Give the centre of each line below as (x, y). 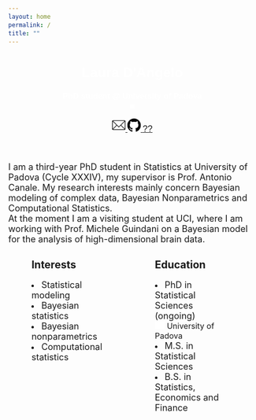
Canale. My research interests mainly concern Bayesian (124, 188)
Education (180, 265)
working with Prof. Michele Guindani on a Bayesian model (128, 229)
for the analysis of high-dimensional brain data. (107, 239)
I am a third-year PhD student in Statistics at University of (128, 167)
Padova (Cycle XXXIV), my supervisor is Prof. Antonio (120, 177)
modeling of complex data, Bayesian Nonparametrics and (128, 198)
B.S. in (178, 376)
